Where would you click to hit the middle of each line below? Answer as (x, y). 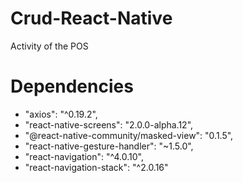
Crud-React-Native (91, 18)
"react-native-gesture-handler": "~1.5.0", (109, 146)
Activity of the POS (49, 46)
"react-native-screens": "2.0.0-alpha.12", (109, 124)
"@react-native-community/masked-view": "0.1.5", (129, 135)
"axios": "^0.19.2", (61, 114)
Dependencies (72, 86)
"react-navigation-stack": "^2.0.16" (96, 167)
